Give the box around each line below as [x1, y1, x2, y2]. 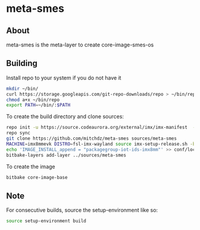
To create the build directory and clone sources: [6, 113, 124, 120]
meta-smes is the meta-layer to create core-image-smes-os [6, 41, 154, 48]
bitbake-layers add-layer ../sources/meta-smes [6, 152, 127, 158]
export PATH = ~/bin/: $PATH [6, 102, 70, 108]
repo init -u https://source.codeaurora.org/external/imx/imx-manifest [6, 124, 187, 131]
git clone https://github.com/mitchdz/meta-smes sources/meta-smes [6, 136, 177, 141]
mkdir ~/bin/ [6, 86, 39, 92]
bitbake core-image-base [6, 174, 68, 180]
